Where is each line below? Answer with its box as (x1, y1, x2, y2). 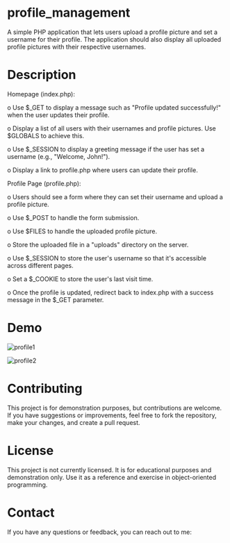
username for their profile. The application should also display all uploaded (7, 35, 222, 43)
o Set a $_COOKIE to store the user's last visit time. (7, 274, 154, 283)
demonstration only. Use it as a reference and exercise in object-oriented (7, 473, 217, 481)
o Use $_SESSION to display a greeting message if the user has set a (7, 144, 205, 153)
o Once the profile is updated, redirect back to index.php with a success (7, 288, 214, 296)
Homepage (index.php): (7, 90, 75, 98)
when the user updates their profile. (7, 110, 110, 119)
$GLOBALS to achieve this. (7, 131, 85, 140)
